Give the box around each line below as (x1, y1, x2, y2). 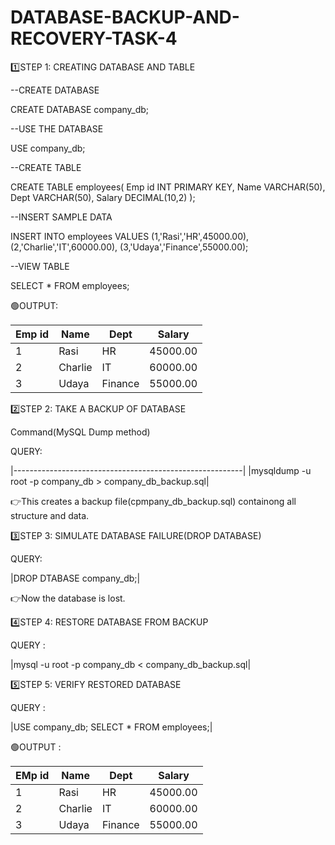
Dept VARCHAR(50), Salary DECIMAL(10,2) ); (10, 191, 196, 203)
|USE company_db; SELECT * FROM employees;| (10, 721, 213, 733)
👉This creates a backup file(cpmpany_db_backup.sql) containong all (10, 495, 297, 507)
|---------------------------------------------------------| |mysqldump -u (10, 464, 312, 476)
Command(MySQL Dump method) (10, 426, 151, 438)
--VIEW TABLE (10, 260, 70, 272)
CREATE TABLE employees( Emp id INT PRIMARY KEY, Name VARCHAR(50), (10, 181, 326, 193)
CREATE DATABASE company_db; (10, 103, 150, 115)
